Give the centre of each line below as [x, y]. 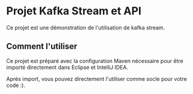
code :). [16, 85]
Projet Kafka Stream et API [74, 11]
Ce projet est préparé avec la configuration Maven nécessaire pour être [95, 60]
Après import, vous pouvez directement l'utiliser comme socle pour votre [97, 78]
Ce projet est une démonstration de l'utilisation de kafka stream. [86, 28]
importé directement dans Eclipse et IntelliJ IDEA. [67, 67]
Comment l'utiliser [42, 46]
